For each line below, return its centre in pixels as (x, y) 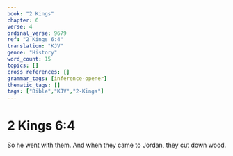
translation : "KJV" (35, 46)
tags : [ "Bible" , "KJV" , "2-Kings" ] (56, 91)
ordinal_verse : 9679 (37, 33)
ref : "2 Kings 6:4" (35, 40)
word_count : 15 (29, 59)
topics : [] (23, 65)
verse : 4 (20, 26)
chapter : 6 (23, 20)
